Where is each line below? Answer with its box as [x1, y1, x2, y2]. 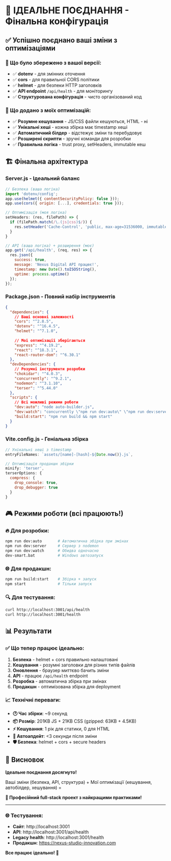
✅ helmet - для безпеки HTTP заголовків [12, 82, 102, 88]
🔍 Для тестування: [5, 594, 55, 601]
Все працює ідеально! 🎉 [5, 849, 60, 855]
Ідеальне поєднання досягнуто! [5, 769, 77, 775]
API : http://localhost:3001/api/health [12, 829, 89, 835]
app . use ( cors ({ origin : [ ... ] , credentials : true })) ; [5, 201, 124, 206]
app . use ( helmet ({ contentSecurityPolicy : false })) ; [5, 196, 120, 201]
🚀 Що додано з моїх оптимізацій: [5, 107, 91, 114]
